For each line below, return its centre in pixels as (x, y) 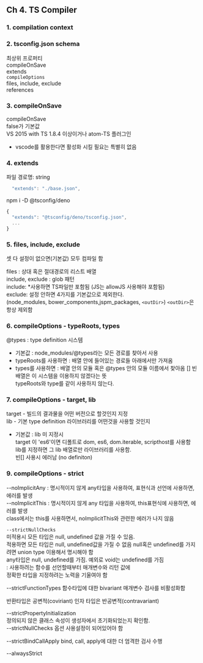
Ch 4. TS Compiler (42, 10)
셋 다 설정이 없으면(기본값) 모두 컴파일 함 (55, 258)
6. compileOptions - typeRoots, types (63, 325)
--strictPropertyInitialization (41, 613)
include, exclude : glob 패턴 (41, 279)
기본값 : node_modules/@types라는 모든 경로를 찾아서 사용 (87, 353)
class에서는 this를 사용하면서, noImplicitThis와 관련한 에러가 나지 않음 (90, 518)
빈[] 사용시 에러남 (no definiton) (54, 457)
